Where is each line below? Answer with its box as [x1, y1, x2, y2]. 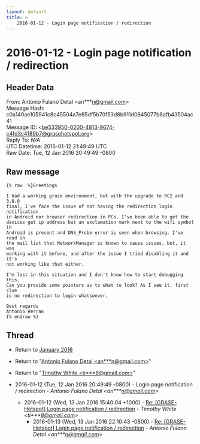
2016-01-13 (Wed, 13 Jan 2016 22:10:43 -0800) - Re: [32, 418, 163, 425]
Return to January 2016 [14, 346, 73, 353]
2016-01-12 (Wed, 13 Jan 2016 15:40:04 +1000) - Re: [23, 399, 154, 406]
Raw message [6, 166, 60, 177]
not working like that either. [6, 262, 84, 268]
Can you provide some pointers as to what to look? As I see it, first [6, 283, 189, 289]
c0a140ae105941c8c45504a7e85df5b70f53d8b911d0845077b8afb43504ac [6, 111, 193, 118]
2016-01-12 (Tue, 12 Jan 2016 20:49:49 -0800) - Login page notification [14, 381, 193, 388]
